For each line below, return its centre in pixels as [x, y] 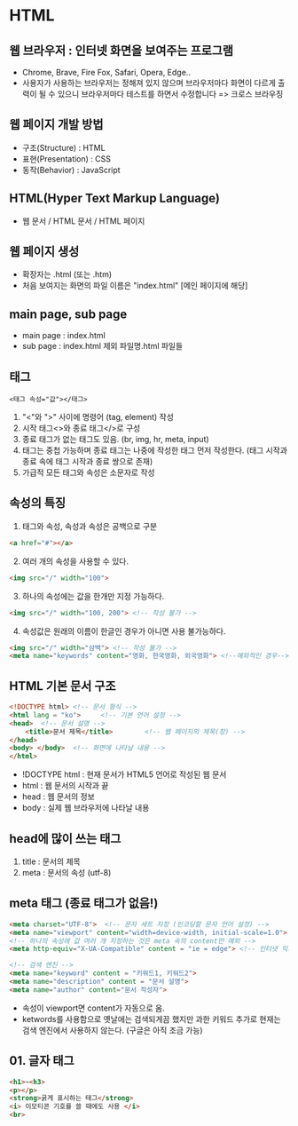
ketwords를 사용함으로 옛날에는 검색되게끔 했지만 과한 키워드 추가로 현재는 [151, 1019]
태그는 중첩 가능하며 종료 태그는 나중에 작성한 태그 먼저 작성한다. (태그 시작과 [155, 450]
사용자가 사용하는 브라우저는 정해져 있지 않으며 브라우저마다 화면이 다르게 [149, 83]
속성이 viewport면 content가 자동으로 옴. [94, 1008]
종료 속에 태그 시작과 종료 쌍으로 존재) [87, 462]
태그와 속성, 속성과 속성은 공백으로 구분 [90, 526]
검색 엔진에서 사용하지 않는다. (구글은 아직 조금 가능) [112, 1030]
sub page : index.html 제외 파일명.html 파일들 [102, 346]
